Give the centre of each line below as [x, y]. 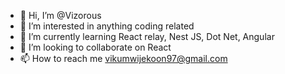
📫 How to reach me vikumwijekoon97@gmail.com [123, 58]
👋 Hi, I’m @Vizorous [60, 15]
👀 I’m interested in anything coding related [107, 26]
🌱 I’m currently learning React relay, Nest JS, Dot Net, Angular [147, 36]
